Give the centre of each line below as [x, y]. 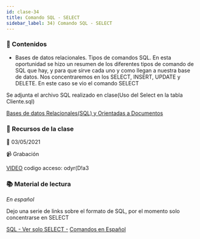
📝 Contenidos [27, 44]
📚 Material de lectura [39, 184]
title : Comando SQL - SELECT [43, 18]
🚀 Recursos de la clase [40, 129]
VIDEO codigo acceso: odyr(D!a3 [48, 168]
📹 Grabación [23, 154]
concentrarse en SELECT [38, 218]
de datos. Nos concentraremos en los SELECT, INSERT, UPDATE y [98, 77]
